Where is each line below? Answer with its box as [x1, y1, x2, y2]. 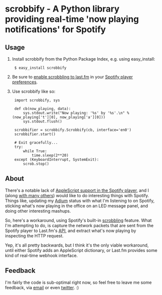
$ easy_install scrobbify [14, 65, 67, 70]
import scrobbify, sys [14, 98, 60, 103]
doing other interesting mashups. [5, 208, 71, 214]
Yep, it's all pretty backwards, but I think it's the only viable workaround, [5, 242, 149, 248]
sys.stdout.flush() [23, 119, 62, 124]
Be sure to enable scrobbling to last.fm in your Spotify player [12, 74, 133, 79]
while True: [23, 149, 47, 154]
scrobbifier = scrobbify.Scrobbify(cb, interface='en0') [14, 127, 132, 132]
